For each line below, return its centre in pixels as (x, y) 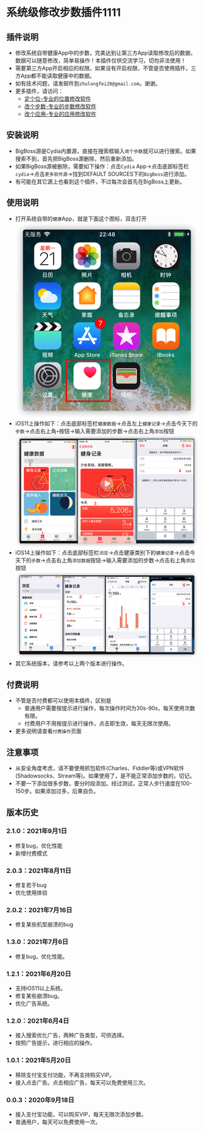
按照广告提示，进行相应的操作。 (55, 1043)
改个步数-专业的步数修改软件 (60, 106)
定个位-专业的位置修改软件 (58, 99)
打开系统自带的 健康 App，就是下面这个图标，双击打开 (81, 218)
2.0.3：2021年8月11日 (39, 871)
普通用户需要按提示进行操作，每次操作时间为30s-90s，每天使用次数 (110, 708)
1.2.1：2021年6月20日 (39, 974)
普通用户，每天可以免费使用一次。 (58, 1122)
